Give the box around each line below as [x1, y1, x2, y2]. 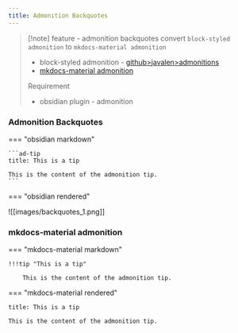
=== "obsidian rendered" [8, 192, 90, 201]
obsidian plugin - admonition [39, 96, 133, 106]
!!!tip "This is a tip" [8, 260, 87, 269]
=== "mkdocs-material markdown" [8, 245, 123, 254]
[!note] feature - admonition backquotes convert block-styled [27, 33, 231, 43]
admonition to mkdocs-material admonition [27, 41, 167, 52]
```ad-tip [8, 149, 41, 157]
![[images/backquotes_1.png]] [8, 207, 106, 216]
